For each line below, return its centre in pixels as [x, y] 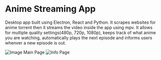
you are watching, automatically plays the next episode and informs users [79, 38]
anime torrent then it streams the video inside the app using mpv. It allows [79, 27]
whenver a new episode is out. [36, 43]
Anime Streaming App [50, 9]
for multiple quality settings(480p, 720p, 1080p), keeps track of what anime [80, 32]
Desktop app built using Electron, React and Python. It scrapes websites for [80, 22]
